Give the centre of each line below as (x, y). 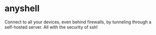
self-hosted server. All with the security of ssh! (51, 27)
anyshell (22, 9)
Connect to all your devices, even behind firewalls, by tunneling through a (78, 22)
